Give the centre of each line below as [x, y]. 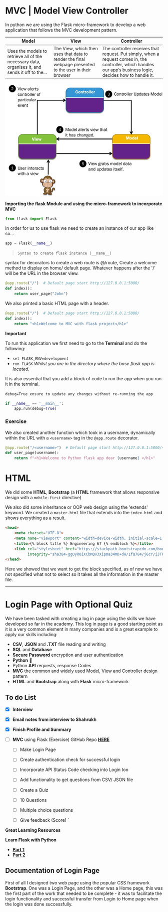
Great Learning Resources [33, 830]
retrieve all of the [25, 56]
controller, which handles [128, 64]
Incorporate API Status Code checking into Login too [74, 770]
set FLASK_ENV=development [40, 359]
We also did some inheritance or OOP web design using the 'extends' [77, 507]
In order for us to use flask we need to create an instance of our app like [79, 228]
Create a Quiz [34, 790]
